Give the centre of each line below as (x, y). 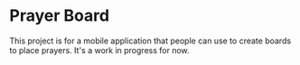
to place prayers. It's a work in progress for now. (99, 50)
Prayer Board (60, 16)
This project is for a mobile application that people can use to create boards (150, 41)
